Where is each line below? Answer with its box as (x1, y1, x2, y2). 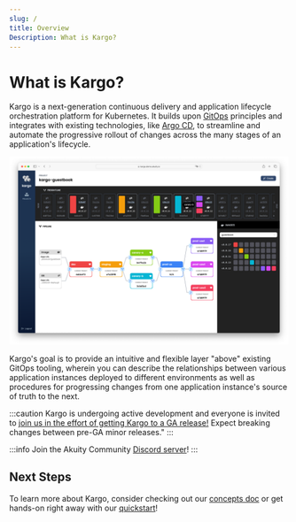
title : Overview (9, 23, 69, 33)
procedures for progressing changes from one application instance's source (9, 381, 288, 392)
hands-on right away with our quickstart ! (9, 503, 158, 513)
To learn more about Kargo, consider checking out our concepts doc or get (9, 493, 284, 503)
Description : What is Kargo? (9, 33, 117, 42)
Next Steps (9, 470, 72, 485)
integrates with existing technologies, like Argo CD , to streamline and (9, 120, 261, 131)
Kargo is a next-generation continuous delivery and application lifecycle (9, 102, 272, 112)
